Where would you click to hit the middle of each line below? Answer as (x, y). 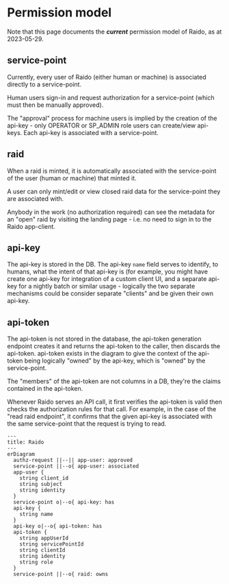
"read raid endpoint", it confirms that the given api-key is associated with (110, 417)
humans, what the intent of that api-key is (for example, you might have (108, 271)
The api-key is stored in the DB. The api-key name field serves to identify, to (113, 265)
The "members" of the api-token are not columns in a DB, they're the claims (114, 381)
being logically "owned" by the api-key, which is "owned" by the (115, 361)
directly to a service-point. (44, 84)
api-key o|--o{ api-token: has (58, 526)
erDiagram (21, 454)
